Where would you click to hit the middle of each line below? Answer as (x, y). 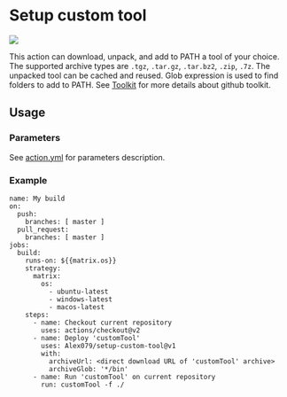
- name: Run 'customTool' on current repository (124, 377)
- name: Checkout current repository (102, 323)
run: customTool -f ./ (83, 385)
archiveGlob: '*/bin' (88, 369)
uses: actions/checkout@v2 (91, 330)
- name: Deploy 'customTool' (86, 338)
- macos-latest (76, 307)
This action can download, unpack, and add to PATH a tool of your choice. (144, 56)
